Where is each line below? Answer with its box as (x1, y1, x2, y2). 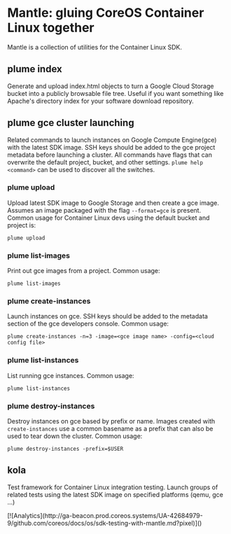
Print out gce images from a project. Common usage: (7, 267, 160, 275)
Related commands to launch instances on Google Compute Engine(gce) (7, 135, 217, 144)
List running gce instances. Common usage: (7, 371, 134, 379)
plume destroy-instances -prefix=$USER (7, 446, 124, 453)
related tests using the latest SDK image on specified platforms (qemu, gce (7, 490, 224, 498)
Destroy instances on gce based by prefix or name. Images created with (7, 417, 216, 426)
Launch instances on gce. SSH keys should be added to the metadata (7, 312, 209, 321)
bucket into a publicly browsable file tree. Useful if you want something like (7, 89, 224, 97)
